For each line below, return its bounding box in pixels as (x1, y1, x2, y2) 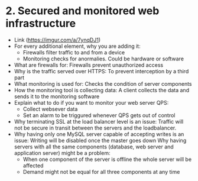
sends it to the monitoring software (14, 93, 100, 100)
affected (22, 161, 44, 169)
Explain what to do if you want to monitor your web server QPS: (14, 99, 169, 106)
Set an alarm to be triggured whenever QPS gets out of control (22, 111, 176, 119)
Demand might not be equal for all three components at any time (22, 168, 180, 175)
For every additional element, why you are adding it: (14, 43, 141, 50)
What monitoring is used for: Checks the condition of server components (14, 80, 192, 87)
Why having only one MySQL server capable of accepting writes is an (14, 130, 184, 137)
